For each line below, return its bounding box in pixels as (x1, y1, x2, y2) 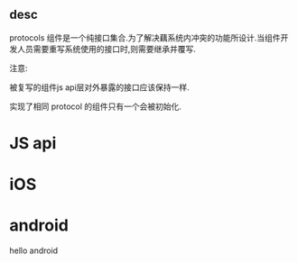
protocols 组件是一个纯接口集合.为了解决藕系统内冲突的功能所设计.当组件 (9, 32, 282, 43)
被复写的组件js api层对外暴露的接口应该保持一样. (9, 81, 190, 93)
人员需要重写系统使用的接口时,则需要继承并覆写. (16, 43, 197, 54)
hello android (9, 245, 59, 256)
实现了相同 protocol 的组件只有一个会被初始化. (9, 101, 182, 112)
